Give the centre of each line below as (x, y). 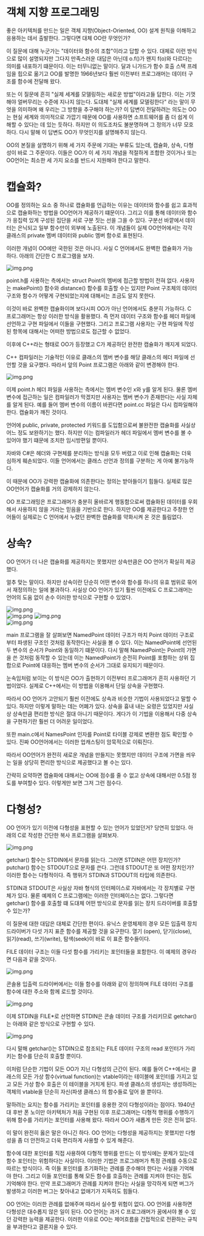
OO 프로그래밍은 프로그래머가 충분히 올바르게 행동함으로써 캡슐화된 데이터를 (97, 501)
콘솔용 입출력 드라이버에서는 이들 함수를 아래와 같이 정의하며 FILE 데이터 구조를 (100, 983)
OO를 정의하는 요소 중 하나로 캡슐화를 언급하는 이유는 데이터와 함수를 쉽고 (94, 205)
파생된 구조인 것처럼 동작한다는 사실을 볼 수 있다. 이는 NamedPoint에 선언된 (107, 642)
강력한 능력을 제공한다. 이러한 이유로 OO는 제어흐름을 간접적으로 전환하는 (99, 1219)
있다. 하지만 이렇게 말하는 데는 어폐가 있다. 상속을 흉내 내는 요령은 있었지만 (94, 706)
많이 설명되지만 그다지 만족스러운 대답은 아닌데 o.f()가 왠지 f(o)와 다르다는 (105, 58)
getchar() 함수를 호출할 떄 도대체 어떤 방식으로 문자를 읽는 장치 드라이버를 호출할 (102, 903)
